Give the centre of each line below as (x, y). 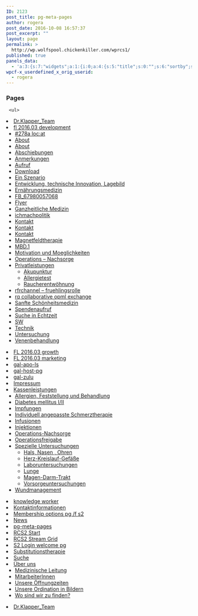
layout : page (22, 39)
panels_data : (22, 61)
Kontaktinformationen (40, 507)
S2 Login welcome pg (40, 545)
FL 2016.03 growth (36, 352)
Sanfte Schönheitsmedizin (46, 303)
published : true (26, 55)
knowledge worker (36, 502)
